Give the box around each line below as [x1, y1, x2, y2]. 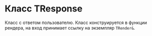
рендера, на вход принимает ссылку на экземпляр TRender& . [5, 24, 135, 30]
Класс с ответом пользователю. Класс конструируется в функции [5, 19, 147, 25]
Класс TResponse [5, 3, 83, 14]
